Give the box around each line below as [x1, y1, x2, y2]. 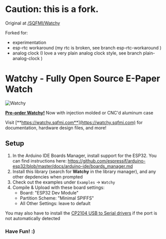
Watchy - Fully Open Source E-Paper [5, 73, 160, 84]
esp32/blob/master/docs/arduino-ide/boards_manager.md [12, 163, 133, 169]
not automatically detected [5, 215, 60, 221]
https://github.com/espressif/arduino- [67, 157, 146, 163]
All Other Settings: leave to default [19, 200, 91, 206]
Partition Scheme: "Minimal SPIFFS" [19, 195, 94, 201]
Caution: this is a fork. [5, 3, 99, 15]
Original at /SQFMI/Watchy [5, 20, 60, 26]
